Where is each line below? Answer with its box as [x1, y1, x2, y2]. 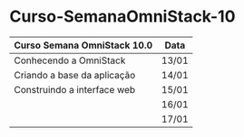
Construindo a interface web [14, 83, 136, 96]
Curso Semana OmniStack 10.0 [14, 39, 153, 51]
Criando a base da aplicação [14, 68, 136, 81]
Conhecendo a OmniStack [14, 54, 126, 67]
